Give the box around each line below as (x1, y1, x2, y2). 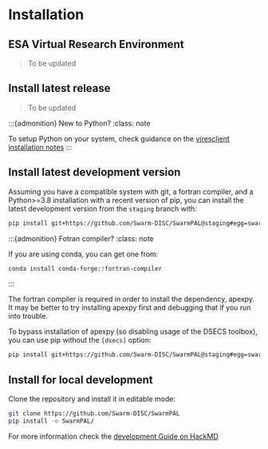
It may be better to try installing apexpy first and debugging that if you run (8, 303, 251, 312)
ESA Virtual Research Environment (8, 38, 185, 51)
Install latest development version (8, 165, 181, 179)
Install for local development (8, 373, 153, 387)
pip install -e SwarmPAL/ (8, 417, 94, 425)
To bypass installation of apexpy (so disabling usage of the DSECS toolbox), (8, 327, 258, 336)
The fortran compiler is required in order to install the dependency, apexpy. (8, 294, 255, 304)
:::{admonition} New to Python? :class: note (8, 118, 151, 128)
